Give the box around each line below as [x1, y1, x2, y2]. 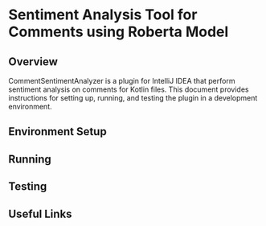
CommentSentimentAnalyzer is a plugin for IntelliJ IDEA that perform [8, 76, 235, 85]
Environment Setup [8, 125, 107, 138]
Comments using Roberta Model [8, 23, 229, 41]
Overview [8, 55, 59, 68]
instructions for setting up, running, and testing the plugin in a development [8, 93, 258, 102]
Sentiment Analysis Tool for [8, 6, 198, 24]
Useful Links [8, 207, 72, 220]
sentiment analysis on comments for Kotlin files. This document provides [8, 84, 249, 94]
